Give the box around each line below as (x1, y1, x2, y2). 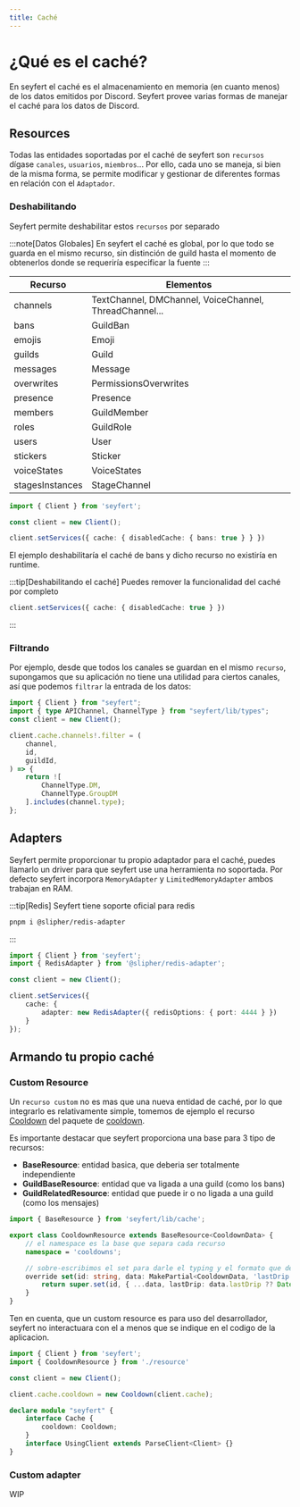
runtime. (9, 559, 40, 570)
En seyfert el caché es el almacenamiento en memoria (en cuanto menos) (9, 81, 280, 92)
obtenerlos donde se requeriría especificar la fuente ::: (9, 256, 210, 268)
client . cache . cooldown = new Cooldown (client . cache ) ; (9, 1390, 214, 1399)
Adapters (9, 831, 62, 846)
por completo (9, 586, 59, 597)
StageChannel (91, 479, 152, 491)
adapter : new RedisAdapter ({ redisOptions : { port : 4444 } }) (41, 1008, 278, 1017)
